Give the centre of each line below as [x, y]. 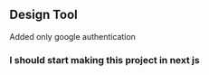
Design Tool [44, 15]
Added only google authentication [72, 36]
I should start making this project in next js [105, 60]
